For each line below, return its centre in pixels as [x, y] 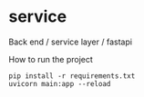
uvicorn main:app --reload [60, 83]
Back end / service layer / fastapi [71, 42]
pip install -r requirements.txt [72, 76]
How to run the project [51, 59]
